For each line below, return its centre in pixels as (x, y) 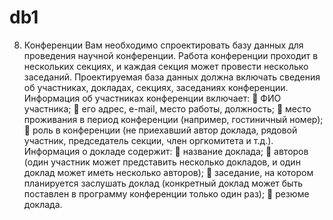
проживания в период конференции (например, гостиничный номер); (173, 119)
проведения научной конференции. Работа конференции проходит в (171, 55)
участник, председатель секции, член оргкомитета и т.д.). (148, 140)
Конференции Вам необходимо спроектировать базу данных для (163, 45)
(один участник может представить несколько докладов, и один (162, 162)
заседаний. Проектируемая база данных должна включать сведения (172, 77)
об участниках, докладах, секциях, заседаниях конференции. (156, 87)
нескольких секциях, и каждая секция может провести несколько (166, 66)
